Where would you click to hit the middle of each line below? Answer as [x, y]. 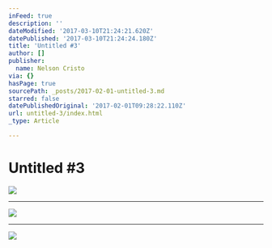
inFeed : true [30, 16]
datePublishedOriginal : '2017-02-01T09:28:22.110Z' [97, 106]
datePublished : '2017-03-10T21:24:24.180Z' [83, 38]
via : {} [21, 76]
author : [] [27, 53]
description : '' [36, 23]
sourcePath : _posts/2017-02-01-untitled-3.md [86, 91]
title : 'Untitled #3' [45, 46]
